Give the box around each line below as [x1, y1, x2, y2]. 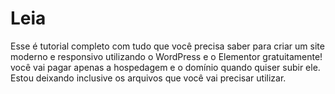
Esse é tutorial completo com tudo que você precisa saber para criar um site [10, 40, 325, 52]
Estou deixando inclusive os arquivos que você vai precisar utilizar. [10, 72, 287, 84]
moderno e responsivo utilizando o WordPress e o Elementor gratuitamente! [10, 50, 323, 62]
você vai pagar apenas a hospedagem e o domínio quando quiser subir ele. [10, 61, 321, 73]
